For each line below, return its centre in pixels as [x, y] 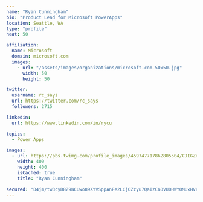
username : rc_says [35, 95]
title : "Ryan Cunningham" [50, 178]
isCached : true [36, 172]
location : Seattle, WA [35, 23]
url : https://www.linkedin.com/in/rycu [62, 123]
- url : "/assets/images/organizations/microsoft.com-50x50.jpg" [100, 68]
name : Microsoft [32, 51]
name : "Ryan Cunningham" [37, 12]
